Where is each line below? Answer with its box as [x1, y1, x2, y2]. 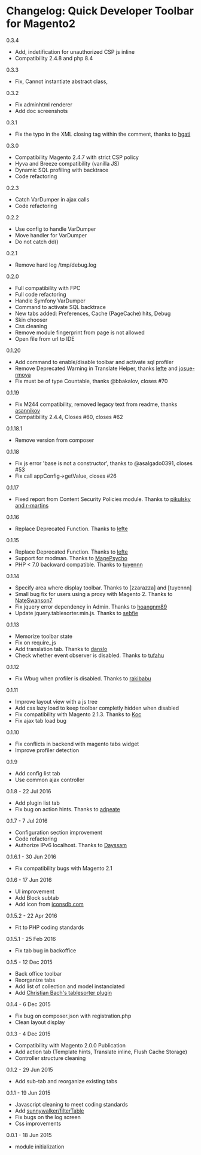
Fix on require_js [14, 638, 56, 646]
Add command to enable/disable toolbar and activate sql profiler [14, 358, 174, 365]
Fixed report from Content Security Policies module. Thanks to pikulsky [14, 495, 191, 503]
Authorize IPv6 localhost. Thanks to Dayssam [14, 841, 127, 848]
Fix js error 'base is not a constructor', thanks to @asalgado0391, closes [14, 459, 193, 467]
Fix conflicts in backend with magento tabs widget [14, 740, 139, 747]
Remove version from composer [14, 436, 95, 444]
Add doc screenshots [14, 107, 68, 114]
